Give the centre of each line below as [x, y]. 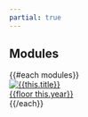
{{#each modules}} [44, 75]
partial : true [36, 17]
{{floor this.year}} [41, 94]
